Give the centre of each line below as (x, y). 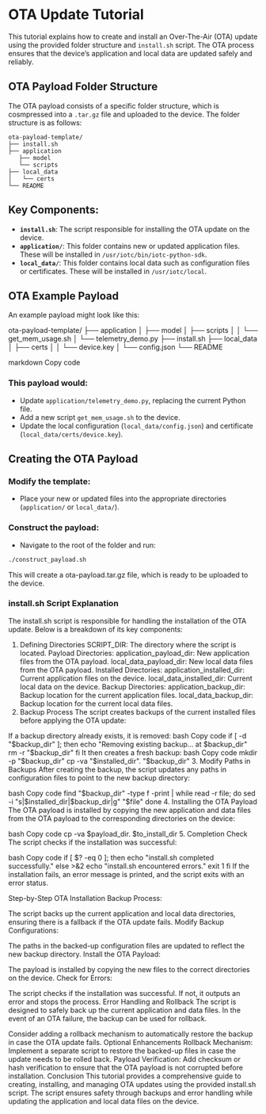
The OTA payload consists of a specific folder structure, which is (114, 105)
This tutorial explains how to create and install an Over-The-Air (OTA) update (133, 36)
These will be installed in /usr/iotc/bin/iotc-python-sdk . (113, 254)
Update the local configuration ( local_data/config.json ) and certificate (136, 425)
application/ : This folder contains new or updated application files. (129, 246)
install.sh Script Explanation (63, 604)
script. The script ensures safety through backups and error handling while (131, 1093)
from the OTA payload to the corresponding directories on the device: (122, 818)
